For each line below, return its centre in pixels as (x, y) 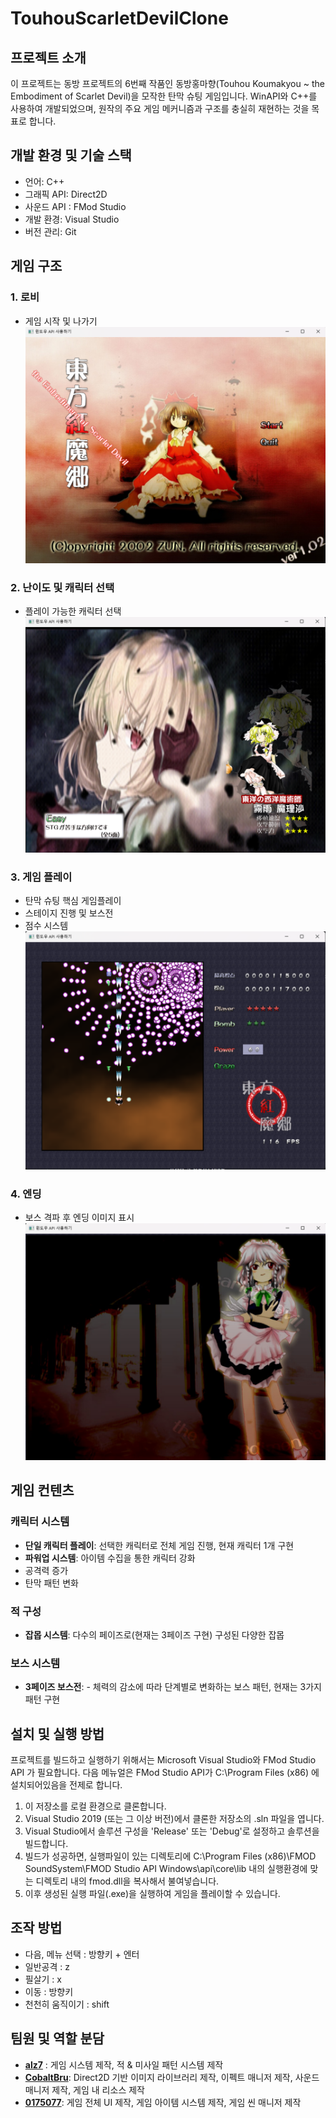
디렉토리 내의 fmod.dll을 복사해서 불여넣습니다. (127, 1881)
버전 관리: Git (50, 231)
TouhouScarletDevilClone (119, 18)
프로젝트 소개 (48, 57)
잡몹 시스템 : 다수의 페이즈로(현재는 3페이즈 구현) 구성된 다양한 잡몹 (154, 1634)
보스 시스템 (35, 1663)
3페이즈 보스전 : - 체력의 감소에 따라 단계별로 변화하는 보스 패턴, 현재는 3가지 (173, 1687)
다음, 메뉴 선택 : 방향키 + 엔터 (82, 1954)
